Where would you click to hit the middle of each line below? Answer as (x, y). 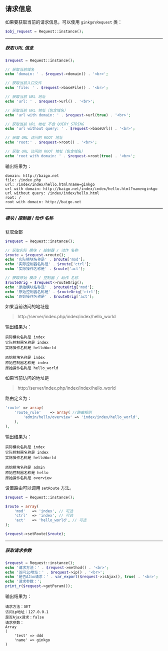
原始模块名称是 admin (25, 467)
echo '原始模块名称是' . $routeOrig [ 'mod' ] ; (49, 287)
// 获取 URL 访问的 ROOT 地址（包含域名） (45, 151)
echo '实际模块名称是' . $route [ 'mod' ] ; (45, 260)
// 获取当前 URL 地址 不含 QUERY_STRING (45, 124)
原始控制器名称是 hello (27, 473)
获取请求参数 (18, 551)
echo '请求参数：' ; (23, 582)
